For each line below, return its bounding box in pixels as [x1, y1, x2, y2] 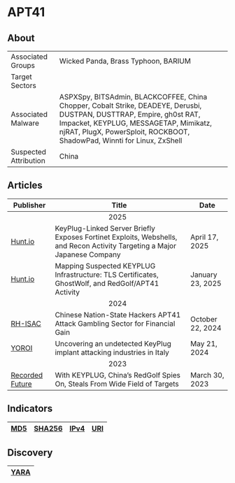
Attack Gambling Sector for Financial [55, 319, 176, 329]
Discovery [7, 447, 53, 459]
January [190, 270, 218, 280]
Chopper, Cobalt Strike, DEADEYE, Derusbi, [59, 101, 202, 110]
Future [10, 379, 33, 389]
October [190, 314, 218, 324]
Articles [7, 180, 43, 192]
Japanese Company [55, 250, 121, 259]
